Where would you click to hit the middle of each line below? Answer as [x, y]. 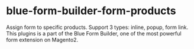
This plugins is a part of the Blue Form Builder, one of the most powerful [94, 33]
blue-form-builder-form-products [91, 11]
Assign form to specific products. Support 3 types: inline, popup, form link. [97, 27]
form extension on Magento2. [42, 40]
